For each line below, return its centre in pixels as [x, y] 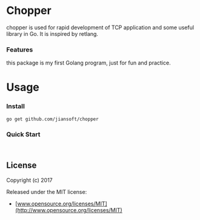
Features [20, 49]
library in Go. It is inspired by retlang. [52, 33]
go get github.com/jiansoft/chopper [52, 119]
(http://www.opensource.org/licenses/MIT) [68, 210]
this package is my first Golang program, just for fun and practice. [88, 63]
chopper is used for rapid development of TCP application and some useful [100, 27]
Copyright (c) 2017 [29, 180]
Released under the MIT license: [47, 191]
